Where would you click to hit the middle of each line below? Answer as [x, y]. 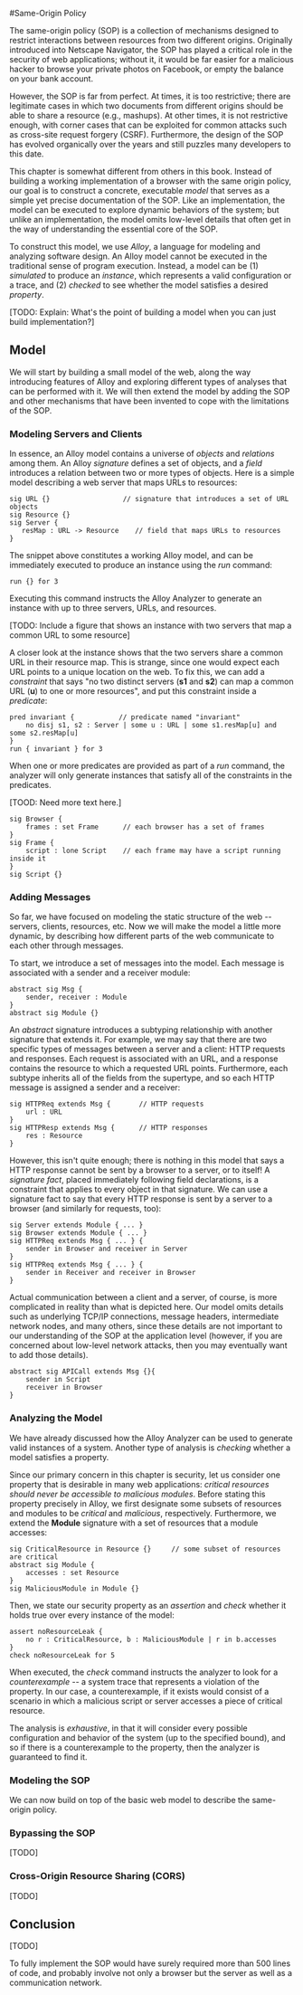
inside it [28, 859]
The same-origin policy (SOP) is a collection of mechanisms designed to [144, 30]
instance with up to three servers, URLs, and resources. [113, 608]
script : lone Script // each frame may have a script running [153, 851]
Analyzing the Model [56, 1418]
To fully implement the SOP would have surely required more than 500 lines [150, 1963]
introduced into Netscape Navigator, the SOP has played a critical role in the [151, 50]
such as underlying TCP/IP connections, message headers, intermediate [144, 1316]
